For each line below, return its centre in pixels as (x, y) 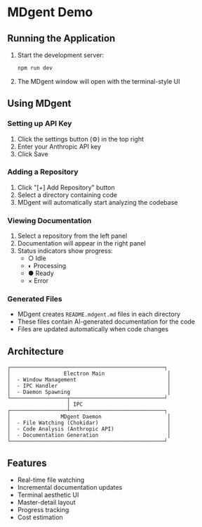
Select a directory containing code (67, 195)
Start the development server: (61, 55)
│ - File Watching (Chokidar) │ (89, 423)
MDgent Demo (50, 12)
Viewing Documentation (49, 220)
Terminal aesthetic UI (48, 495)
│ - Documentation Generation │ (89, 436)
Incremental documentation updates (70, 488)
